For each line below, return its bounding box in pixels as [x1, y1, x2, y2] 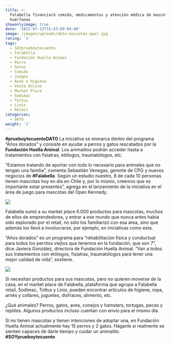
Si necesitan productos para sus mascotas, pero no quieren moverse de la [5, 275, 161, 282]
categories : [5, 112, 31, 118]
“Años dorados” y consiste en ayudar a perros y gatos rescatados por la [5, 141, 157, 147]
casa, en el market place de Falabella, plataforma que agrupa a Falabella [5, 281, 157, 287]
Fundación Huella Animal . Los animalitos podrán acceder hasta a [5, 146, 143, 152]
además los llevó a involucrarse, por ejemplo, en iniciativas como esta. [5, 224, 153, 231]
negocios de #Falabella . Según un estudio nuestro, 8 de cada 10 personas [5, 172, 162, 179]
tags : [5, 41, 17, 46]
